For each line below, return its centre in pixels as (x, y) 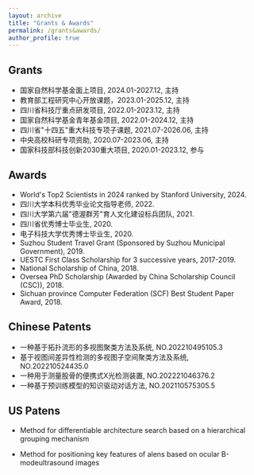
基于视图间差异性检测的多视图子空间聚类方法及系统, (104, 357)
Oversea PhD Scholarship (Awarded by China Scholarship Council (127, 276)
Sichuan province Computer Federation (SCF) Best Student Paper (127, 293)
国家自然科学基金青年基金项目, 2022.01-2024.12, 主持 (107, 120)
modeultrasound (46, 462)
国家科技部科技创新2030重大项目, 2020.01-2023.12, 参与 (112, 150)
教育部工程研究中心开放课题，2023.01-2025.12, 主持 (105, 100)
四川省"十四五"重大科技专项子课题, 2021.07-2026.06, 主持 (114, 130)
